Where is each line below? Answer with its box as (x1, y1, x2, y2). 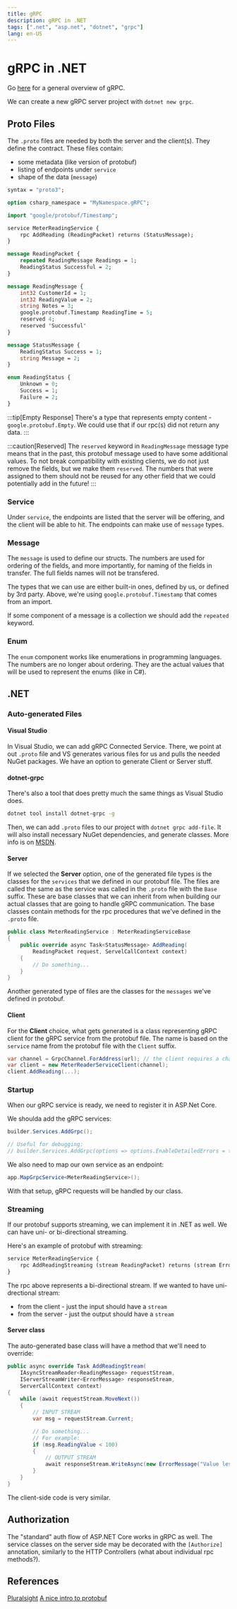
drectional (7, 1289, 37, 1297)
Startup (7, 1085, 34, 1095)
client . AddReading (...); (7, 1068, 80, 1075)
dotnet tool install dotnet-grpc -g (7, 810, 115, 817)
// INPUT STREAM (32, 1409, 80, 1416)
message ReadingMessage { (7, 283, 83, 290)
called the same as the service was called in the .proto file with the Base (7, 885, 217, 893)
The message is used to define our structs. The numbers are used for (7, 554, 205, 562)
